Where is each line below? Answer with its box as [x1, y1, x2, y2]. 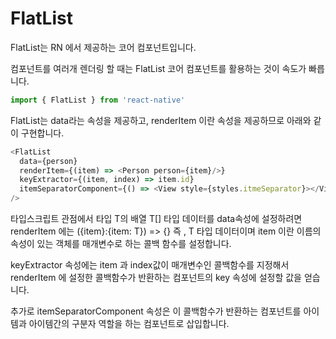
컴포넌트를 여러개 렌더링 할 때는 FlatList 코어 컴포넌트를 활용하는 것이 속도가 [10, 62, 307, 74]
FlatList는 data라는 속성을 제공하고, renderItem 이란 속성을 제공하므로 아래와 [10, 114, 312, 126]
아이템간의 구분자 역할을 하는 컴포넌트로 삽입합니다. [28, 318, 230, 330]
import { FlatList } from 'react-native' [10, 95, 186, 105]
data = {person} [19, 156, 78, 166]
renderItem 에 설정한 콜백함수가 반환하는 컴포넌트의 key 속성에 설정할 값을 [10, 272, 302, 284]
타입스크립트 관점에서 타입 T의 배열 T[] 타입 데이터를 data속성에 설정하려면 [10, 213, 303, 225]
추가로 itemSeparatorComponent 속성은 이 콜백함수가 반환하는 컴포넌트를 [10, 305, 302, 317]
